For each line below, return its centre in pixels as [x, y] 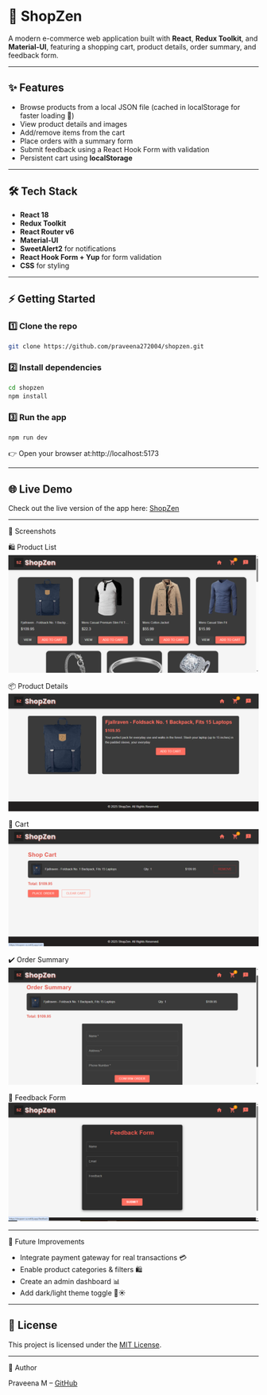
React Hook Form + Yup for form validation [91, 257]
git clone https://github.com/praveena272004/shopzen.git [106, 347]
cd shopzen [26, 388]
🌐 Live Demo [41, 489]
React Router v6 [47, 231]
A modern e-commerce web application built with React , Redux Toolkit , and [133, 38]
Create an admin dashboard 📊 [70, 1281]
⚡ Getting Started [52, 299]
